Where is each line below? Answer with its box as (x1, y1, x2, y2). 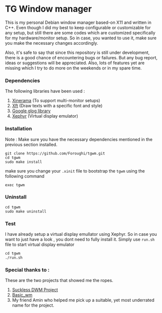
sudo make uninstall (5, 209, 47, 214)
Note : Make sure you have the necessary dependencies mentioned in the (5, 136, 153, 142)
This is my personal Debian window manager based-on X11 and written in (5, 19, 152, 25)
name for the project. (12, 302, 54, 308)
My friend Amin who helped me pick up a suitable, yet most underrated (12, 297, 155, 303)
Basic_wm (12, 292, 32, 298)
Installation (5, 125, 32, 132)
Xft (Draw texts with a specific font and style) (12, 103, 103, 109)
